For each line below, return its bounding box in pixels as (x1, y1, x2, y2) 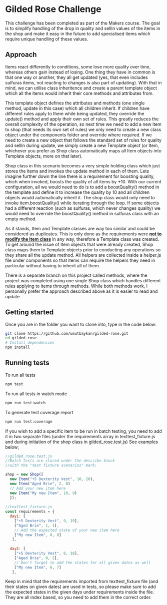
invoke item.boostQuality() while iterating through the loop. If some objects (5, 200, 159, 206)
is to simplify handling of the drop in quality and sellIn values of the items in (5, 25, 160, 31)
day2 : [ (9, 546, 26, 552)
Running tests (5, 359, 50, 367)
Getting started (5, 308, 54, 317)
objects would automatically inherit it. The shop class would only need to (5, 194, 155, 200)
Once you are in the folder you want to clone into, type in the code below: (5, 321, 156, 327)
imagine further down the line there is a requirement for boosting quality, (5, 173, 155, 179)
